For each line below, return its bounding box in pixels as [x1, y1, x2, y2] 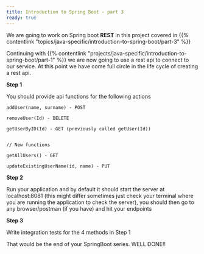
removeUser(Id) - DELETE [6, 115, 69, 121]
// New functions [6, 141, 51, 148]
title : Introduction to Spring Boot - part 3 [6, 9, 124, 15]
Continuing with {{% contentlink [6, 49, 86, 57]
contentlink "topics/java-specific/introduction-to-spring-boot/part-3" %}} [6, 38, 191, 45]
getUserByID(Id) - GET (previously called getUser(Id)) [6, 125, 151, 132]
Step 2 [6, 174, 23, 181]
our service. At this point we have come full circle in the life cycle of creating [6, 62, 199, 70]
